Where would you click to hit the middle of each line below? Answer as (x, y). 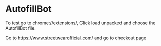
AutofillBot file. (21, 28)
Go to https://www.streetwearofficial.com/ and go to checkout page (76, 38)
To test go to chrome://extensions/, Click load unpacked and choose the (80, 23)
